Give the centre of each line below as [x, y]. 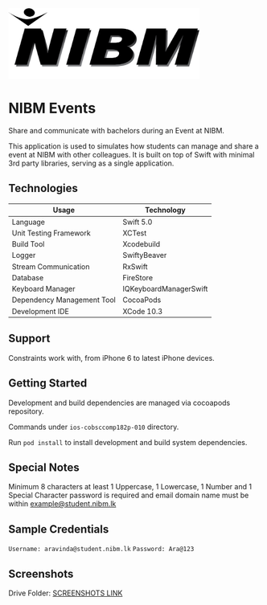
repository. [26, 411]
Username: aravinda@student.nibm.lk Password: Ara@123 [101, 550]
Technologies [43, 188]
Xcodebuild [142, 244]
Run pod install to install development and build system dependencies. [128, 442]
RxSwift [135, 266]
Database [28, 277]
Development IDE [41, 311]
